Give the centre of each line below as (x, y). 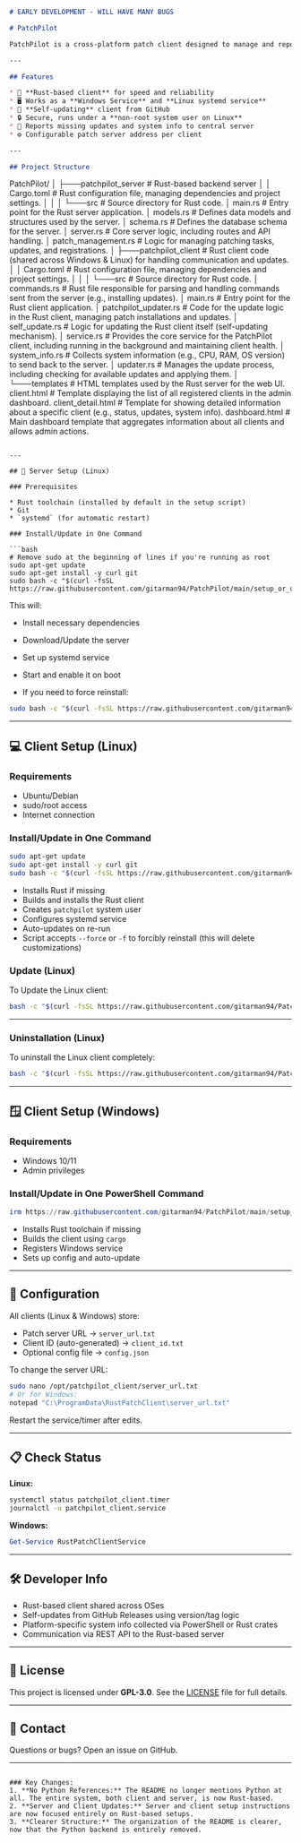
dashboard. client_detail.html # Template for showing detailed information (145, 403)
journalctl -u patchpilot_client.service (88, 1509)
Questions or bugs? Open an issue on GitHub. (94, 1750)
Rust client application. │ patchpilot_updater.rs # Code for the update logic (146, 307)
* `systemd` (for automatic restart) (80, 519)
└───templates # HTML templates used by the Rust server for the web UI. (147, 383)
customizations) (52, 947)
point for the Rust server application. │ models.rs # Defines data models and (150, 212)
